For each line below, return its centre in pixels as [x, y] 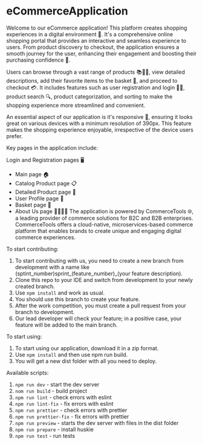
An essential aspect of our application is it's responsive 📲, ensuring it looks [100, 117]
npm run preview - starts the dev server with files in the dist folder [97, 423]
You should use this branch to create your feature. [77, 299]
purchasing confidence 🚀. [38, 60]
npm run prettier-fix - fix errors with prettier [72, 416]
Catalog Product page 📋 [46, 183]
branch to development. [45, 312]
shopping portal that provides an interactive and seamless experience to [96, 40]
